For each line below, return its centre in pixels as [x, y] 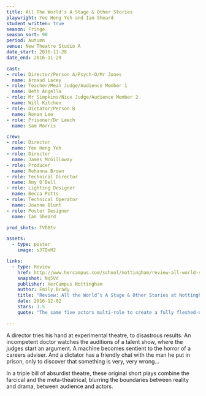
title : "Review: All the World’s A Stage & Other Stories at [97, 295]
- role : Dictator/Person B [41, 109]
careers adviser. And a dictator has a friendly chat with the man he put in [98, 355]
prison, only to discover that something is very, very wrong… [83, 361]
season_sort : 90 [27, 35]
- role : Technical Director [42, 177]
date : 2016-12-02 [40, 301]
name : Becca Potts [36, 194]
